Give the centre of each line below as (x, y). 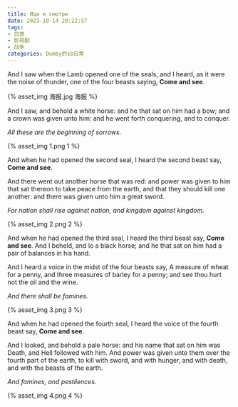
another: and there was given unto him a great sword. (86, 196)
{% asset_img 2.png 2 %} (45, 224)
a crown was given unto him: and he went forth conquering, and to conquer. (119, 118)
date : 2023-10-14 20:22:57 (47, 21)
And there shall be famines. (48, 296)
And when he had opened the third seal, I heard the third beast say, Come (116, 238)
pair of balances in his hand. (49, 253)
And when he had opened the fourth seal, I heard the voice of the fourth (113, 323)
